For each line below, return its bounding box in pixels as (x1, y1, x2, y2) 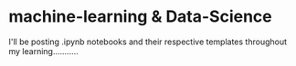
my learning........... (8, 45, 79, 56)
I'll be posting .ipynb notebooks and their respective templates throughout (8, 36, 288, 47)
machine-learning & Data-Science (8, 6, 273, 27)
